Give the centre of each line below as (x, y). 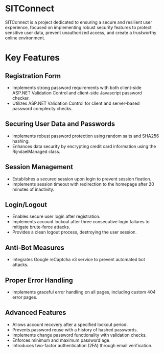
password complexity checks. (42, 108)
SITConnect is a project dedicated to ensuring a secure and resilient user (79, 22)
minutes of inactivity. (33, 189)
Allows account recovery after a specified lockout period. (70, 324)
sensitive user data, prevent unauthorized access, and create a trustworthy (81, 32)
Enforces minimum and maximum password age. (61, 340)
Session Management (39, 167)
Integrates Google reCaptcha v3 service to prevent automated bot (79, 260)
